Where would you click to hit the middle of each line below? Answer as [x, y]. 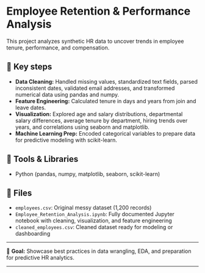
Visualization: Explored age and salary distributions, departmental [99, 114]
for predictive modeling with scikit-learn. [66, 140]
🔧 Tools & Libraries [42, 159]
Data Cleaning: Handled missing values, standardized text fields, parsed [106, 81]
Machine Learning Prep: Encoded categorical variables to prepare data [105, 133]
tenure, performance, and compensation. [58, 48]
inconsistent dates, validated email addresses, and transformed [95, 88]
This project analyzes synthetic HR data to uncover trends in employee [95, 41]
